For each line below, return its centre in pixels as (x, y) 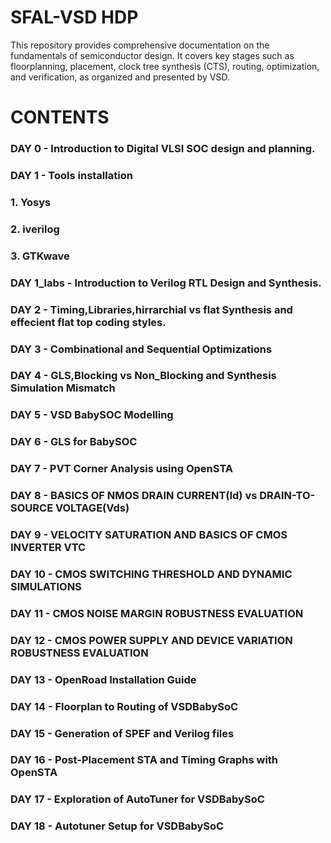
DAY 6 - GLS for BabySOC (74, 442)
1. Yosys (31, 202)
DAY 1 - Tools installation (71, 175)
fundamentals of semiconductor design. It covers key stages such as (152, 55)
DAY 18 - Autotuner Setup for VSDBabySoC (117, 826)
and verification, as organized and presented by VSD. (120, 77)
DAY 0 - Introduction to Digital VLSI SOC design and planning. (163, 149)
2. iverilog (35, 229)
